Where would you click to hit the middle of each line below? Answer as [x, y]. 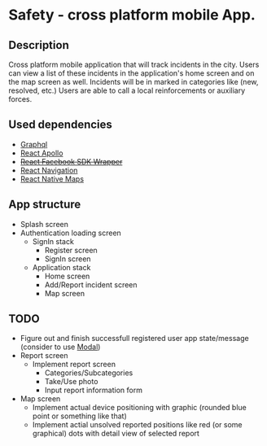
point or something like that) [80, 416]
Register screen [71, 250]
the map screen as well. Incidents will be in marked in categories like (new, [133, 82]
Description [39, 45]
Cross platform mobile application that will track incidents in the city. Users [134, 64]
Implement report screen [74, 365]
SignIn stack [53, 241]
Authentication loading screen [71, 233]
